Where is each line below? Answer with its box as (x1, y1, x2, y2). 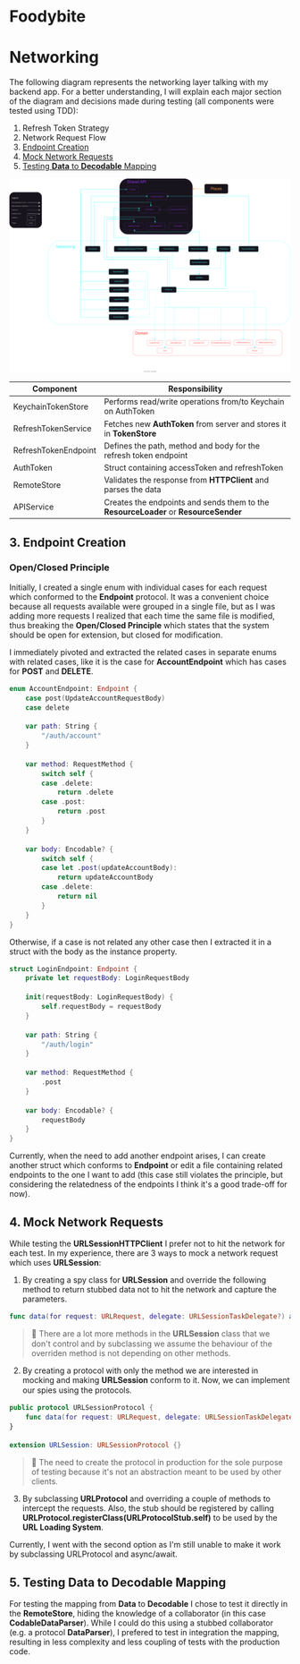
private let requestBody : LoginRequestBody (25, 974, 190, 983)
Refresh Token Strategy (21, 123, 110, 133)
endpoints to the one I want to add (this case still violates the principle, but (9, 1170, 284, 1181)
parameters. (21, 1293, 68, 1304)
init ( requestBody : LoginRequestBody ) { (25, 993, 174, 1002)
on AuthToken (104, 405, 155, 417)
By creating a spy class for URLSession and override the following (21, 1275, 267, 1285)
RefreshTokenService (12, 423, 92, 434)
